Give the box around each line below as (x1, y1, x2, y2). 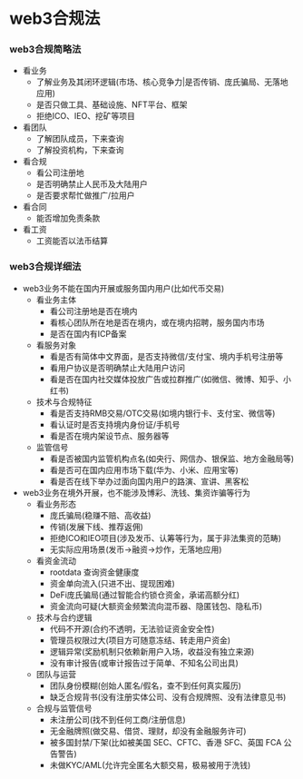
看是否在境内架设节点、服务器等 (49, 430, 170, 441)
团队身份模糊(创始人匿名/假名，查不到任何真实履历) (49, 680, 242, 691)
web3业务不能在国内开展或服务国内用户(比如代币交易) (22, 282, 225, 293)
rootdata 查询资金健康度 (49, 567, 140, 577)
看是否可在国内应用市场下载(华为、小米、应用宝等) (49, 464, 239, 475)
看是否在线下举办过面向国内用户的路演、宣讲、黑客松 (49, 476, 249, 487)
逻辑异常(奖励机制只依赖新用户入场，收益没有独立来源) (49, 646, 255, 656)
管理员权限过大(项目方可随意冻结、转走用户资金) (49, 635, 231, 646)
